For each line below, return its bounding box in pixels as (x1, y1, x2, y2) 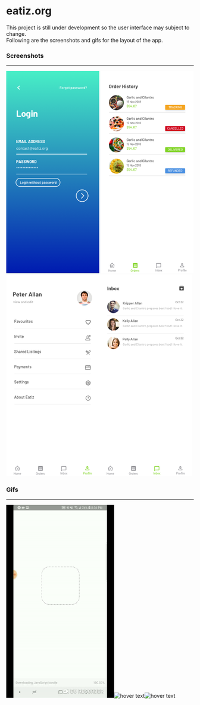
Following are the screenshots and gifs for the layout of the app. (6, 36, 163, 44)
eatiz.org (6, 4, 52, 18)
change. (6, 30, 27, 37)
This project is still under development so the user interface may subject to (6, 24, 190, 31)
